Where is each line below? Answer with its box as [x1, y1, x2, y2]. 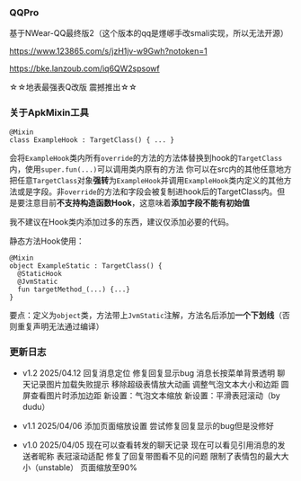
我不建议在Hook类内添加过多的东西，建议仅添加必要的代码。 [9, 216, 234, 227]
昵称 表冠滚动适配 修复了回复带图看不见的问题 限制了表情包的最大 [38, 450, 281, 461]
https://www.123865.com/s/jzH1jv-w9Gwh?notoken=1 [9, 46, 208, 57]
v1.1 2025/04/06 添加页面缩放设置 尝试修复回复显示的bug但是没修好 [22, 420, 274, 431]
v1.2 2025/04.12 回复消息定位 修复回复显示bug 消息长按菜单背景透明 [22, 367, 276, 379]
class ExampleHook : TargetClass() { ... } [9, 135, 175, 145]
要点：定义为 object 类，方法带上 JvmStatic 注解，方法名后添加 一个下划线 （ [9, 309, 283, 320]
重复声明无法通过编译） [16, 321, 104, 332]
